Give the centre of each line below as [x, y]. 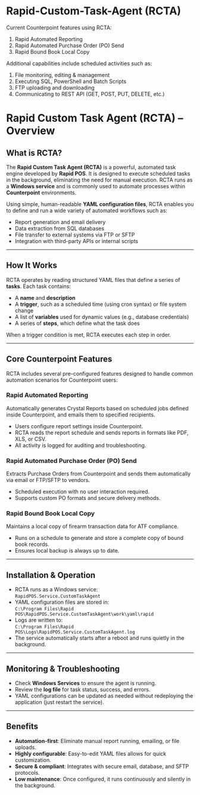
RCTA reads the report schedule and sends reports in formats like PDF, [101, 432]
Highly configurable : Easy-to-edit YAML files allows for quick [90, 753]
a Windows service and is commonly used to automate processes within [96, 186]
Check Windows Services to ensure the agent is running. [85, 683]
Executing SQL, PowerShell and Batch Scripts [71, 81]
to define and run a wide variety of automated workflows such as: [87, 210]
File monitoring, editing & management [62, 75]
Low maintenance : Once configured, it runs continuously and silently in [103, 779]
